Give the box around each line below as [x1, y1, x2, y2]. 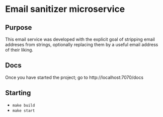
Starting [5, 89, 31, 97]
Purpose [5, 23, 32, 32]
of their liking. [5, 47, 33, 53]
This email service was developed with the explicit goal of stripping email [5, 36, 155, 42]
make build [12, 103, 35, 108]
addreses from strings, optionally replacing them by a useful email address [5, 42, 158, 48]
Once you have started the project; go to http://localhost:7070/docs [5, 74, 144, 80]
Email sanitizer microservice [5, 3, 125, 15]
